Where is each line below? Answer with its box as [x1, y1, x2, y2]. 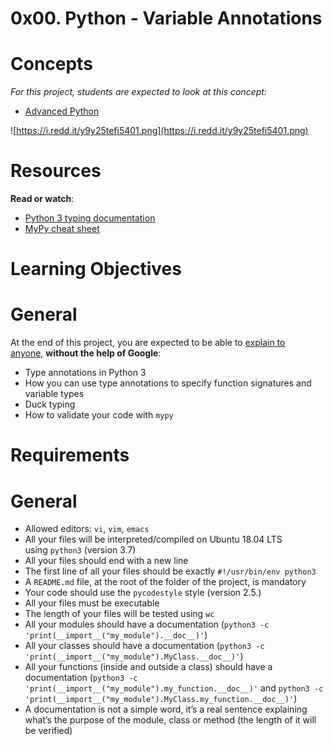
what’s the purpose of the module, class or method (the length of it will [24, 714, 317, 726]
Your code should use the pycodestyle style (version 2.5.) [24, 587, 262, 599]
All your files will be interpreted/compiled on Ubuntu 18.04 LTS [24, 533, 283, 546]
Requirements [10, 444, 130, 467]
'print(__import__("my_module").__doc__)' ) [24, 629, 208, 641]
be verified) [24, 725, 73, 737]
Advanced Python [24, 105, 100, 117]
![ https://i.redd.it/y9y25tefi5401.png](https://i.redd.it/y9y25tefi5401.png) [10, 125, 309, 137]
